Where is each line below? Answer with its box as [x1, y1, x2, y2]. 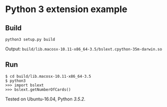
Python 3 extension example [5, 4, 128, 15]
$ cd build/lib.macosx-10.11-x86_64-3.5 [5, 74, 92, 79]
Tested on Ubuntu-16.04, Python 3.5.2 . [5, 96, 86, 102]
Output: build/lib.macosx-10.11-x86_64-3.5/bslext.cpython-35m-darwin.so [5, 46, 162, 51]
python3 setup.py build [5, 37, 55, 42]
